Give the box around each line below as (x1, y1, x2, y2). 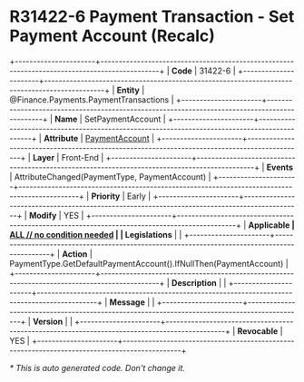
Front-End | (61, 152, 104, 162)
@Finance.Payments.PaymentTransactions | (9, 93, 174, 105)
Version (33, 316, 64, 327)
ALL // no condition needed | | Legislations (9, 229, 172, 240)
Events (266, 162, 293, 172)
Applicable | (248, 220, 295, 230)
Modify (28, 210, 57, 220)
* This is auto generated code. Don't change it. (9, 362, 186, 373)
